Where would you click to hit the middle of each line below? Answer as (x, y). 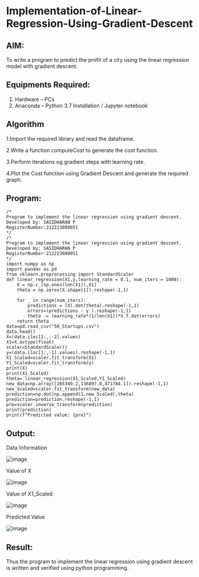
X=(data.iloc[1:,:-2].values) (44, 337)
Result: (20, 547)
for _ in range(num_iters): (51, 301)
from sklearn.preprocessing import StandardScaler (70, 275)
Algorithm (25, 124)
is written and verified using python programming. (67, 568)
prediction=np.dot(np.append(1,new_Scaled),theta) (70, 394)
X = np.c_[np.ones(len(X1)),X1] (57, 285)
